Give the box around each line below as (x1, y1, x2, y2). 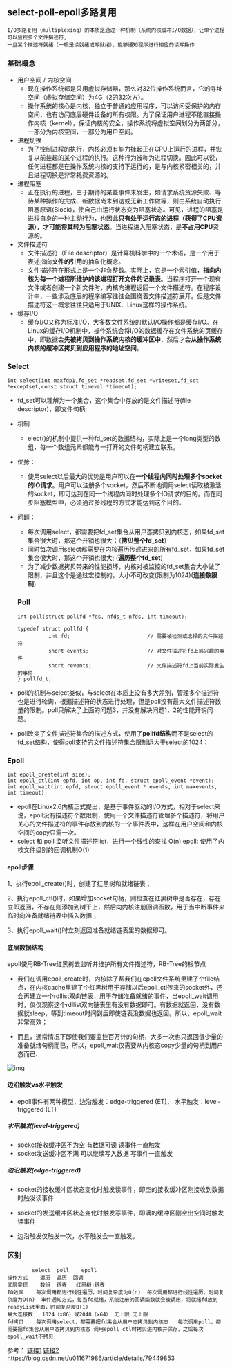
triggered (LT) (17, 1105, 57, 1113)
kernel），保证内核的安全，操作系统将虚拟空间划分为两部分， (51, 119, 224, 127)
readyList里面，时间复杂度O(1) (7, 1303, 89, 1310)
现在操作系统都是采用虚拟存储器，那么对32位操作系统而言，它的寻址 (27, 84, 223, 93)
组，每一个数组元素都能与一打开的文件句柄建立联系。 (27, 443, 180, 451)
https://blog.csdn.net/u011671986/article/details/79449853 (7, 1354, 175, 1362)
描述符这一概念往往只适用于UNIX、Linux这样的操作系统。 (27, 300, 191, 309)
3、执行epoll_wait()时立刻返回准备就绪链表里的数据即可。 (7, 926, 171, 934)
